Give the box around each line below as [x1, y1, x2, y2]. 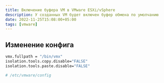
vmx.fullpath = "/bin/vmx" [5, 54, 63, 59]
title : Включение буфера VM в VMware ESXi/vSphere [5, 7, 115, 13]
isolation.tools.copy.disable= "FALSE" [5, 59, 88, 64]
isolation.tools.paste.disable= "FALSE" [5, 63, 90, 69]
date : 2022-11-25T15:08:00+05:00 [5, 17, 77, 22]
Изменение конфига [5, 40, 74, 49]
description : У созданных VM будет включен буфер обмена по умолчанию [5, 12, 159, 17]
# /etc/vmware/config [5, 72, 52, 78]
